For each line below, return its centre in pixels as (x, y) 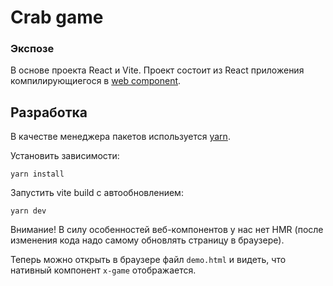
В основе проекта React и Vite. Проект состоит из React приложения (157, 70)
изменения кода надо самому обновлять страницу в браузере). (147, 240)
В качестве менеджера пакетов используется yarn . (120, 137)
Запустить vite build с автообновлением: (97, 193)
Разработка (49, 112)
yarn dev (28, 211)
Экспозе (32, 49)
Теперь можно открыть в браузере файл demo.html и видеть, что (148, 260)
